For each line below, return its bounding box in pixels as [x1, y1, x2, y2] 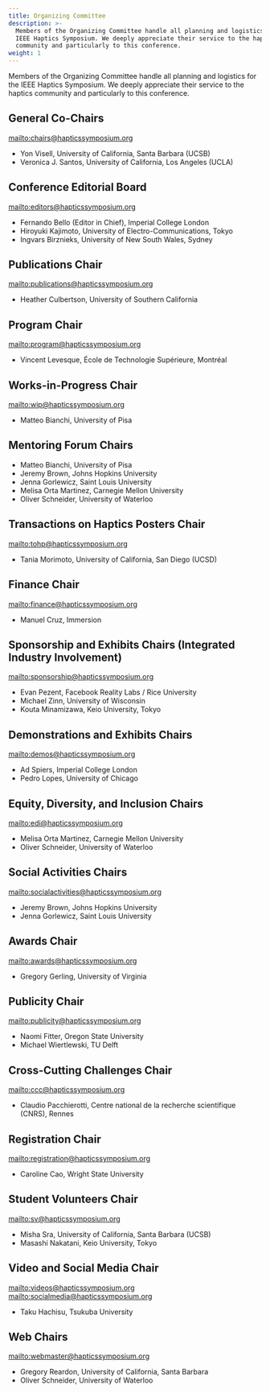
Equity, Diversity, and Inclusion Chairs [8, 797, 203, 810]
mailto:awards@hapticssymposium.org [8, 955, 137, 966]
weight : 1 [8, 49, 42, 57]
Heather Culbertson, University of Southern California [19, 295, 198, 304]
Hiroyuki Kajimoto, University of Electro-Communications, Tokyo [19, 226, 233, 236]
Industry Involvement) [8, 650, 122, 664]
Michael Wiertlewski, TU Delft [19, 1040, 119, 1050]
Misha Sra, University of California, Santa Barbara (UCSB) [19, 1229, 211, 1239]
